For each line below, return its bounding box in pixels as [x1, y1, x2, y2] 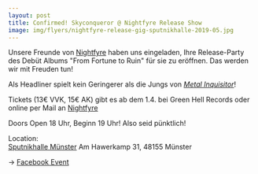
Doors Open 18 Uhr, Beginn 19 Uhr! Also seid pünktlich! [8, 119, 186, 128]
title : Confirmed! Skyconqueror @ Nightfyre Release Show [8, 19, 202, 27]
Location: [8, 134, 39, 143]
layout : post [8, 11, 51, 20]
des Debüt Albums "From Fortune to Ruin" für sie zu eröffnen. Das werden [8, 56, 249, 65]
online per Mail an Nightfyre [8, 103, 98, 113]
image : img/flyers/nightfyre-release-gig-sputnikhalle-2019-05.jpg [8, 26, 234, 34]
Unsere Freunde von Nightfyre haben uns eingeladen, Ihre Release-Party [8, 48, 245, 57]
